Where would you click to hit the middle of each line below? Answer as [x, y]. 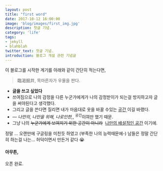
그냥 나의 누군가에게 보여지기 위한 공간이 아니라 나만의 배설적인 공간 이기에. [85, 123]
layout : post [18, 10]
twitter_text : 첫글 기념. [29, 51]
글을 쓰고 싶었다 [27, 91]
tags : [11, 37]
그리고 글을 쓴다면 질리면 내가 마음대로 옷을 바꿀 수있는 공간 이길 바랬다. [81, 109]
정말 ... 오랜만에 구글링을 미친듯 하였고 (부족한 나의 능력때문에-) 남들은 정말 [77, 134]
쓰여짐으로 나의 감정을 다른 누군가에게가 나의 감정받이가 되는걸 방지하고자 [82, 97]
